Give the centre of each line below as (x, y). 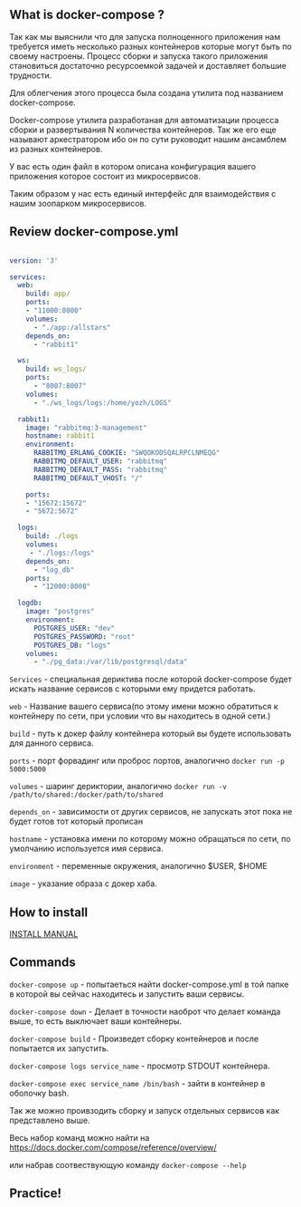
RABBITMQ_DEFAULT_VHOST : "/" (88, 478)
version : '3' (34, 261)
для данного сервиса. (52, 743)
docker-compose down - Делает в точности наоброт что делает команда (145, 1011)
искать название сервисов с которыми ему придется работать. (132, 689)
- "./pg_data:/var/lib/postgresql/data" (110, 662)
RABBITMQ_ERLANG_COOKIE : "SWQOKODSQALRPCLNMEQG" (127, 453)
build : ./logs (52, 536)
